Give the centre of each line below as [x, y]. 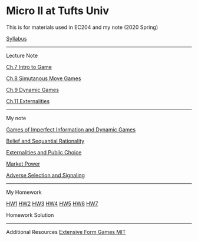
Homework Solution [30, 215]
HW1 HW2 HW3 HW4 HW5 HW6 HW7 [52, 203]
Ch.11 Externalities [28, 101]
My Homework [24, 192]
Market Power [23, 164]
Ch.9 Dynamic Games [32, 90]
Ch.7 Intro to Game [29, 67]
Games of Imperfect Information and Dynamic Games [71, 129]
